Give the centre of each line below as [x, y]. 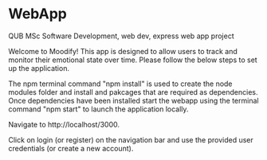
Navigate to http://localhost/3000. [64, 124]
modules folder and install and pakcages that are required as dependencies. [133, 92]
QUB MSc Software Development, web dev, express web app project [121, 36]
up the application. [39, 68]
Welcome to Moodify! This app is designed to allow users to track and [123, 51]
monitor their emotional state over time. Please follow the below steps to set [133, 60]
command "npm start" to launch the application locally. [98, 109]
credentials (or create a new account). [71, 148]
